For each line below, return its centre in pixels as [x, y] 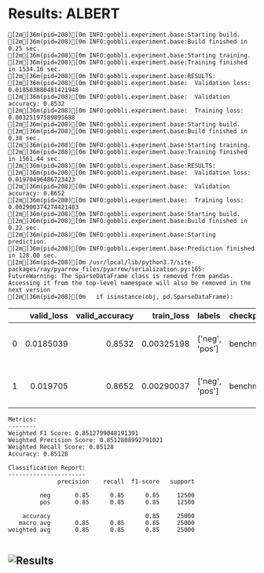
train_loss [171, 315]
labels [209, 315]
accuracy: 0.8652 [37, 193]
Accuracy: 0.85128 [38, 454]
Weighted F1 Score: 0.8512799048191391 [73, 433]
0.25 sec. [24, 48]
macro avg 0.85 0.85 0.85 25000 [106, 523]
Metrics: [22, 419]
